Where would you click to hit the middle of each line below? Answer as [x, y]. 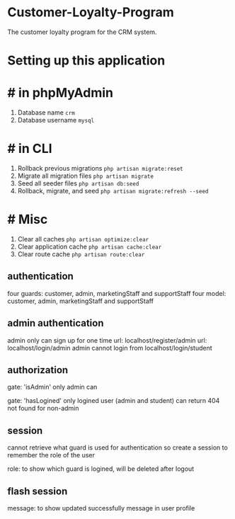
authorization [38, 370]
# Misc [28, 219]
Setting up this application [86, 61]
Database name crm [46, 113]
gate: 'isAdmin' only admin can [52, 387]
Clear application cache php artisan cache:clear [90, 246]
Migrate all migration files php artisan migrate [86, 176]
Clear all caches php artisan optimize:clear [83, 239]
